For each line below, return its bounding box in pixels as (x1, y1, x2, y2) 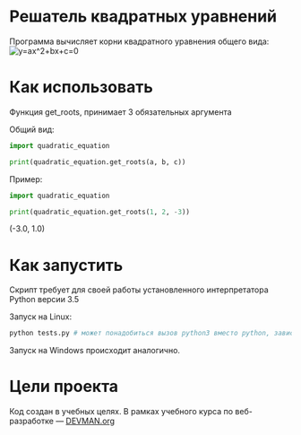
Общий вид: (9, 124, 56, 135)
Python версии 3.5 (9, 294, 80, 305)
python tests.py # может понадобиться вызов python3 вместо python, (9, 329, 271, 338)
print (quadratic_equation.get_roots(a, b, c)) (9, 157, 186, 167)
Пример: (9, 173, 43, 185)
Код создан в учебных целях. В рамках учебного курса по (9, 406, 234, 417)
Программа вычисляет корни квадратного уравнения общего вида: (9, 36, 270, 47)
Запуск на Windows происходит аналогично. (9, 345, 181, 356)
